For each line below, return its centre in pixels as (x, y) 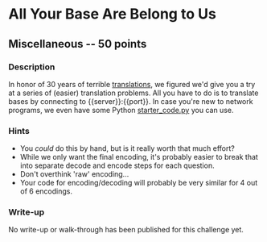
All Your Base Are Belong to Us (113, 14)
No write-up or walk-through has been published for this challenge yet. (126, 230)
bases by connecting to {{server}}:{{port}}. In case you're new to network (131, 101)
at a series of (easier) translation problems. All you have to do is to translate (133, 93)
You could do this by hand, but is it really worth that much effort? (127, 148)
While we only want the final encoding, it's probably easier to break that (139, 157)
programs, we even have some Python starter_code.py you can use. (121, 110)
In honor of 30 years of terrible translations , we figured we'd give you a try (132, 84)
